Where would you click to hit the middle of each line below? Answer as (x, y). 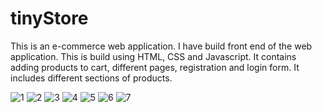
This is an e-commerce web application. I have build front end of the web (161, 46)
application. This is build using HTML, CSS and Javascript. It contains (153, 56)
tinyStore (49, 18)
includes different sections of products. (91, 78)
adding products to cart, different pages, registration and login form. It (155, 67)
